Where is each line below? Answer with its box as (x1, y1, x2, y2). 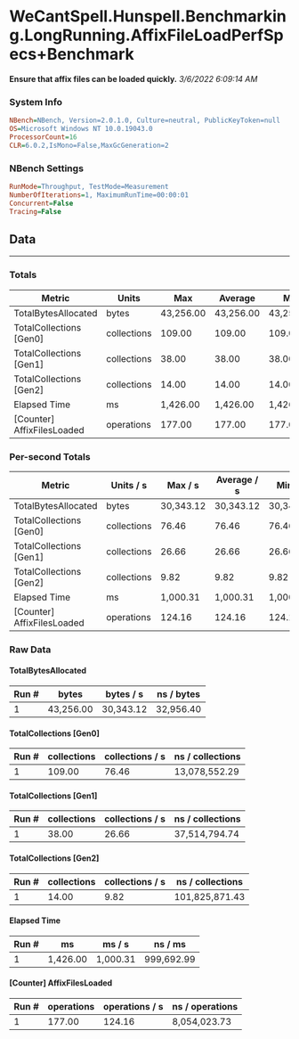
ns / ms (153, 937, 187, 950)
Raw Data (9, 643, 52, 656)
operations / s (103, 1001, 164, 1013)
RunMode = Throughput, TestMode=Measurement (9, 183, 169, 192)
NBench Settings (9, 162, 85, 175)
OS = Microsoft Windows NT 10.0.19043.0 (9, 125, 153, 134)
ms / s (101, 937, 130, 950)
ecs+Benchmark (9, 45, 135, 64)
